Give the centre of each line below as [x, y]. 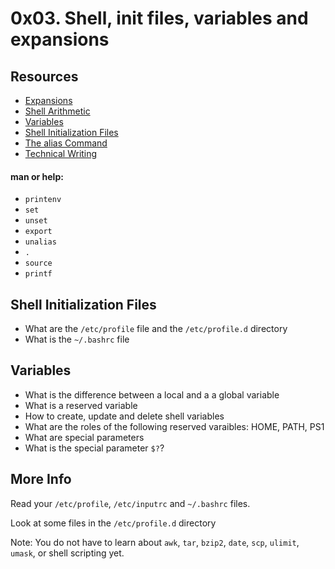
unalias [40, 242]
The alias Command [66, 143]
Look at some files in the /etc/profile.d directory [113, 523]
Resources [44, 76]
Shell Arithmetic [57, 111]
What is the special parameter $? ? [94, 448]
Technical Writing [61, 153]
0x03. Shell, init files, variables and [159, 18]
